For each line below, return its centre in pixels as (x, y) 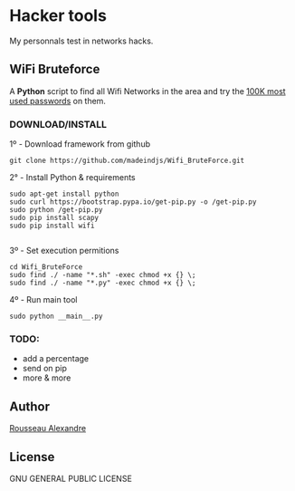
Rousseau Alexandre (48, 428)
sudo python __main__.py (56, 317)
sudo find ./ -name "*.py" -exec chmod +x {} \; (103, 283)
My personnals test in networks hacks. (81, 41)
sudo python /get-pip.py (56, 210)
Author (29, 406)
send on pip (45, 369)
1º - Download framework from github (80, 144)
